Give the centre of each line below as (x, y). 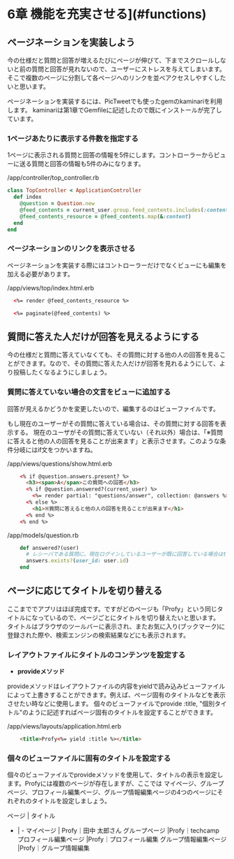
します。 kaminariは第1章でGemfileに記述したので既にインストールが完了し (115, 110)
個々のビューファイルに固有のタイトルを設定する (89, 758)
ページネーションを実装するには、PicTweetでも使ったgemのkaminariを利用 (115, 101)
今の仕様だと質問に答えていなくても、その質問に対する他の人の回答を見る (114, 355)
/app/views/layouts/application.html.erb (64, 726)
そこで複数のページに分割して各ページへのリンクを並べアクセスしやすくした (117, 78)
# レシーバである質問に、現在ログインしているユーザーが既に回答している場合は (124, 554)
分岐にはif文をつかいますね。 (55, 449)
